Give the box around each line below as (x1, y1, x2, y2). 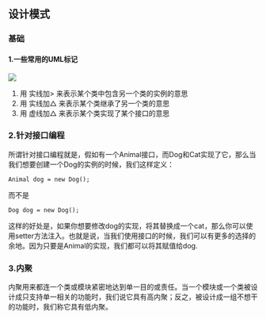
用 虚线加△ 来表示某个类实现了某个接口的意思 (19, 108, 170, 117)
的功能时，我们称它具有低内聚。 (8, 302, 112, 312)
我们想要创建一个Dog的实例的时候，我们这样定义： (8, 159, 175, 169)
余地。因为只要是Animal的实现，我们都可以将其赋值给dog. (8, 240, 198, 250)
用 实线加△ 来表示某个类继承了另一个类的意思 (19, 98, 170, 108)
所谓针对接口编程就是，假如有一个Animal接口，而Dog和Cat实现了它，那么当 (8, 149, 256, 159)
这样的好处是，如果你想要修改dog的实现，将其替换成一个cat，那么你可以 (8, 221, 247, 230)
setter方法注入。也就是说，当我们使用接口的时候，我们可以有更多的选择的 (14, 231, 256, 240)
